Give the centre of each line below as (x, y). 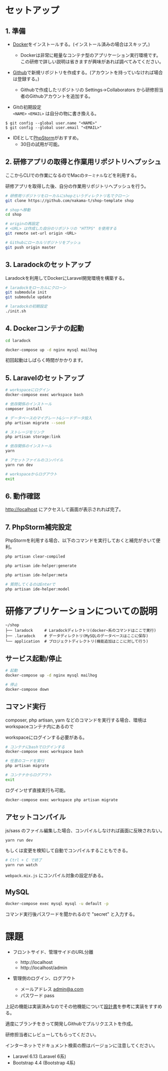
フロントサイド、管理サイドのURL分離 (53, 952)
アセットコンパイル (36, 817)
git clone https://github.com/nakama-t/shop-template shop (70, 200)
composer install (24, 409)
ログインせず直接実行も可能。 (37, 790)
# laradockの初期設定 (26, 306)
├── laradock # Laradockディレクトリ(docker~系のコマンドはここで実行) (81, 631)
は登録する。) (26, 79)
